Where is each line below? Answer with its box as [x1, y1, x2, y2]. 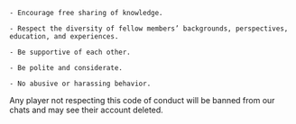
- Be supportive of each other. [9, 48, 131, 57]
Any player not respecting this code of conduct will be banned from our [9, 95, 275, 105]
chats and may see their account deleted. [9, 104, 164, 115]
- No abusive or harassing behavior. [9, 79, 152, 88]
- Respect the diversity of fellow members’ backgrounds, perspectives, [9, 24, 289, 33]
